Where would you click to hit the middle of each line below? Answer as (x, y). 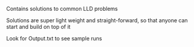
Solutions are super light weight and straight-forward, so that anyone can (97, 20)
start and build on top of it (39, 27)
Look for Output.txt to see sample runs (54, 38)
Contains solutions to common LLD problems (62, 9)
